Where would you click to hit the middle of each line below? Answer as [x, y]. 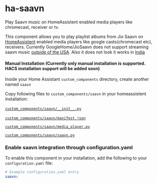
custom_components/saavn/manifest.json [45, 118]
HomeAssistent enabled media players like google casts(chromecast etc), [78, 41]
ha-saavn [25, 9]
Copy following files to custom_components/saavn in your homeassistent [76, 94]
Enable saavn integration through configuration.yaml [69, 147]
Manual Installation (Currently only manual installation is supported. [75, 63]
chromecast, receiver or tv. [32, 27]
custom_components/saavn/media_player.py [48, 127]
